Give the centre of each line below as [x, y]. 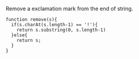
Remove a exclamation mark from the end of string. [69, 9]
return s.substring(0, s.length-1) [61, 30]
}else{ [19, 35]
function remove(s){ [32, 20]
